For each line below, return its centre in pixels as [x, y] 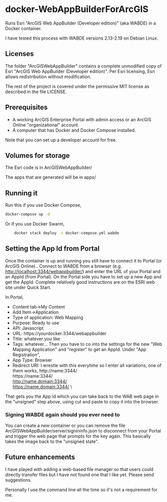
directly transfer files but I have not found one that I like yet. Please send [80, 474]
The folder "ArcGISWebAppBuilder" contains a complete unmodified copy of [83, 66]
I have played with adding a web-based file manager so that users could [79, 469]
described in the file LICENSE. [36, 92]
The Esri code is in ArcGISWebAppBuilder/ [49, 168]
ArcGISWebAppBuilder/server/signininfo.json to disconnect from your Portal [83, 431]
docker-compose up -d [28, 214]
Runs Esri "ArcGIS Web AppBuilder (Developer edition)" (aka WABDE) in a [81, 23]
